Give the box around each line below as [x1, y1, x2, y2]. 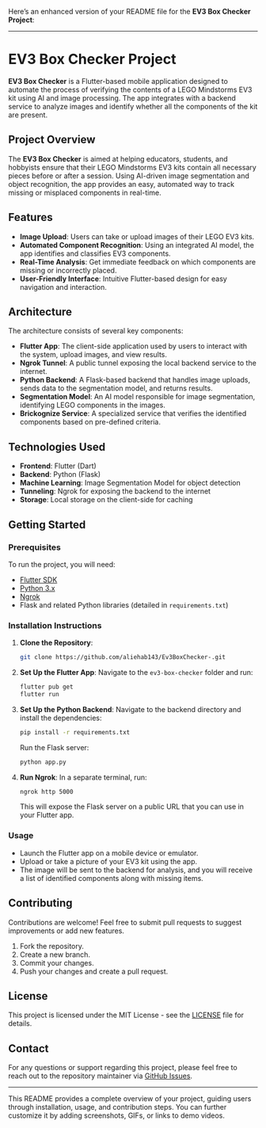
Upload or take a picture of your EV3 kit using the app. [19, 856, 198, 866]
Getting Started [8, 518, 86, 532]
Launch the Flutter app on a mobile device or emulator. [19, 848, 199, 858]
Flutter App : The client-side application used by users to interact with [19, 341, 248, 351]
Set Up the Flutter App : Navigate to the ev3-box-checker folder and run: [19, 668, 253, 677]
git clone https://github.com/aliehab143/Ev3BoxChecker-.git [19, 654, 226, 661]
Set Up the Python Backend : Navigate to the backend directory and [19, 704, 241, 714]
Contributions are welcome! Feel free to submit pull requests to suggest [8, 917, 242, 927]
